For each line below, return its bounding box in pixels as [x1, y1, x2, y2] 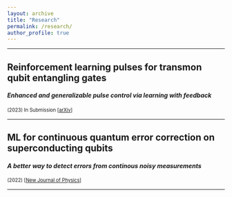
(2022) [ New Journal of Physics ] [7, 177, 81, 184]
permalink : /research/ [7, 23, 72, 30]
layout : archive [7, 10, 54, 17]
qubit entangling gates [7, 72, 107, 83]
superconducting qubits [7, 143, 113, 154]
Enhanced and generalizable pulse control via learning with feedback [7, 91, 212, 100]
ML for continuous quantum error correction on [7, 132, 215, 143]
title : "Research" [7, 17, 60, 23]
